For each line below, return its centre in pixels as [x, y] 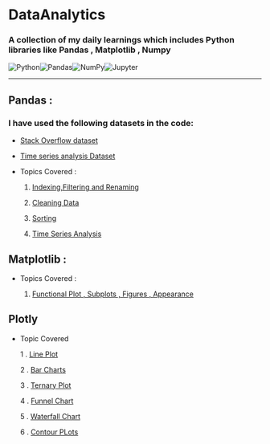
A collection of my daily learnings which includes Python [121, 40]
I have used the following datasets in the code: [101, 123]
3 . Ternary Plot [45, 385]
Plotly [23, 319]
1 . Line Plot [39, 354]
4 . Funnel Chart [47, 401]
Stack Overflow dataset [59, 141]
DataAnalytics [57, 15]
